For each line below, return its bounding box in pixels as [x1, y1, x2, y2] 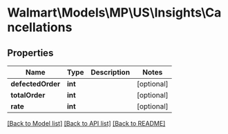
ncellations [7, 19, 73, 35]
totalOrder [10, 90, 46, 99]
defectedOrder [10, 79, 61, 88]
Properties [7, 47, 54, 59]
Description [91, 68, 130, 77]
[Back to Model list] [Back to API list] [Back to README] [7, 119, 166, 127]
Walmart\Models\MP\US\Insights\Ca [7, 5, 222, 21]
